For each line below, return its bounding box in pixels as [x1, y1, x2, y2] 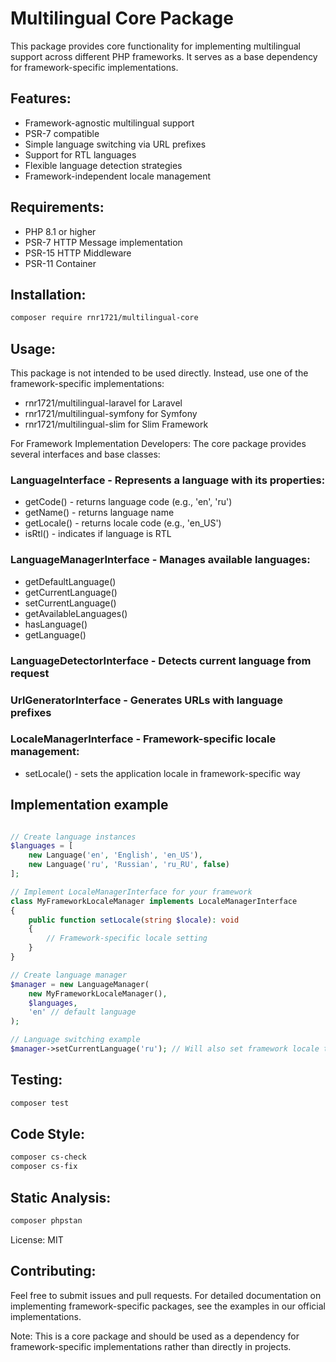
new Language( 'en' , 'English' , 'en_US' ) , [28, 850, 203, 861]
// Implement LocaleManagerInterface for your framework [10, 887, 253, 897]
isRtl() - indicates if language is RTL [24, 528, 172, 540]
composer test [10, 1098, 70, 1108]
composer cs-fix [10, 1162, 78, 1172]
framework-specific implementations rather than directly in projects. [10, 1340, 292, 1352]
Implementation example [10, 797, 169, 814]
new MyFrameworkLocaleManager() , [28, 988, 168, 999]
